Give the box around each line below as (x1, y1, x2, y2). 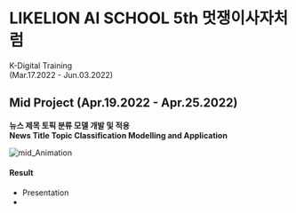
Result (9, 168, 34, 178)
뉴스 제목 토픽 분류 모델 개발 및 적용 (9, 120, 131, 130)
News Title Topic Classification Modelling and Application (9, 130, 228, 140)
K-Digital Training (9, 59, 73, 71)
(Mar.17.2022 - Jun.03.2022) (9, 69, 114, 80)
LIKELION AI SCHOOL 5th (9, 8, 199, 28)
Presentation (21, 187, 69, 198)
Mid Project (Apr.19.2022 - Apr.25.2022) (9, 95, 238, 111)
